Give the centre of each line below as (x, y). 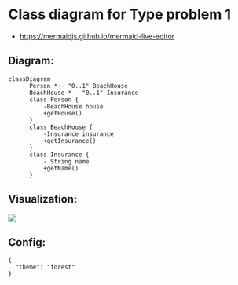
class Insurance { (59, 155)
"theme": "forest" (46, 267)
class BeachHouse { (60, 127)
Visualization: (43, 199)
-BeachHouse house (73, 106)
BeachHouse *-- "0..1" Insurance (84, 93)
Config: (27, 242)
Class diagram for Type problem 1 (120, 15)
